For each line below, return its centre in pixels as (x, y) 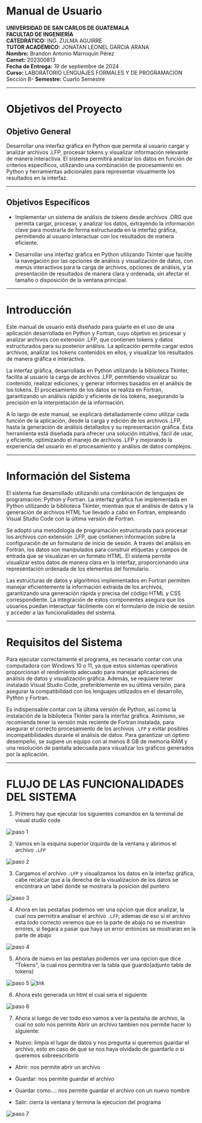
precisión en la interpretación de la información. (66, 402)
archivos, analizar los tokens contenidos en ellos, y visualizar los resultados (100, 352)
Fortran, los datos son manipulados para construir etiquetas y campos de (97, 549)
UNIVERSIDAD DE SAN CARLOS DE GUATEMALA (68, 28)
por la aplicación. (28, 754)
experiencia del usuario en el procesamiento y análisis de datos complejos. (99, 446)
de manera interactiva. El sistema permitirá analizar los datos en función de (99, 159)
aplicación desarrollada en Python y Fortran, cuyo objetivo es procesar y (96, 333)
